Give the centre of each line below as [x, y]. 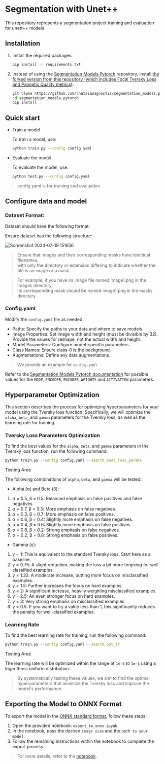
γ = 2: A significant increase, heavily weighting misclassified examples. [84, 591]
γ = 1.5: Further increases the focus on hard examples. [67, 585]
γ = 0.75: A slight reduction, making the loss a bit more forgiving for [81, 564]
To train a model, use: [34, 140]
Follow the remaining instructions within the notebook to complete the [83, 741]
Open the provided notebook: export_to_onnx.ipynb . [66, 726]
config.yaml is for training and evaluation [58, 185]
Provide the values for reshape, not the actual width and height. [77, 339]
